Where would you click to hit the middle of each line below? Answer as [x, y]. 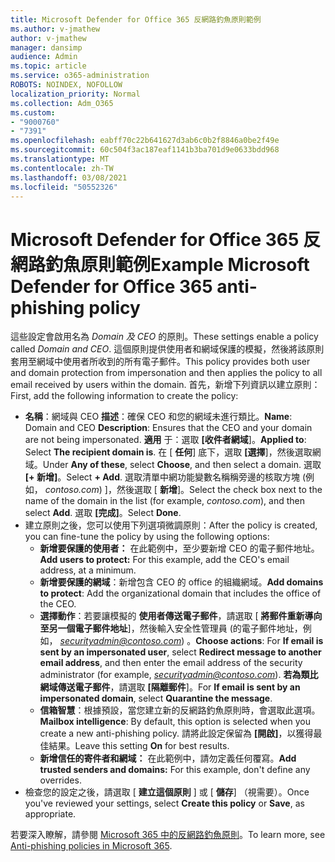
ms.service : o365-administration [80, 76]
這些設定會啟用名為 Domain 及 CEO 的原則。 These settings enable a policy [164, 337]
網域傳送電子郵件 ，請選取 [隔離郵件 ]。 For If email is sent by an [170, 687]
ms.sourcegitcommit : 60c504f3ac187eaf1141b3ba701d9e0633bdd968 [145, 150]
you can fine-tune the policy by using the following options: [147, 537]
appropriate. [50, 814]
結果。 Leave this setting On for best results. [139, 746]
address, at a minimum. [88, 570]
